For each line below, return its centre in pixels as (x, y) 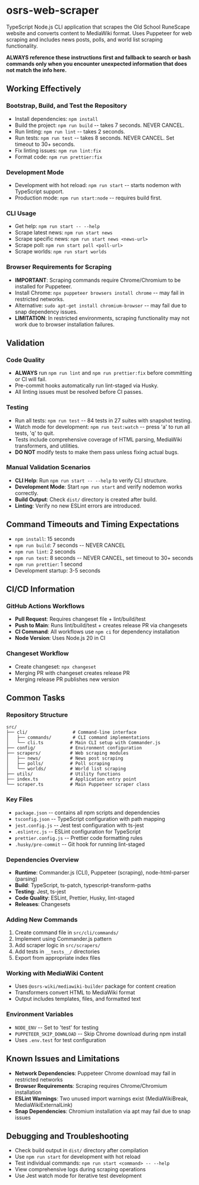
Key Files (20, 800)
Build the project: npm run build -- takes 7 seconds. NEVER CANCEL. (99, 125)
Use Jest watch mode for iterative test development (78, 1176)
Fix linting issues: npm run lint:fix (58, 150)
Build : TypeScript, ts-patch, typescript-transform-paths (83, 885)
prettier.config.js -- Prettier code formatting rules (79, 838)
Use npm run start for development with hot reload (78, 1157)
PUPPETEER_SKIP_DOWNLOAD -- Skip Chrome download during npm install (100, 1034)
